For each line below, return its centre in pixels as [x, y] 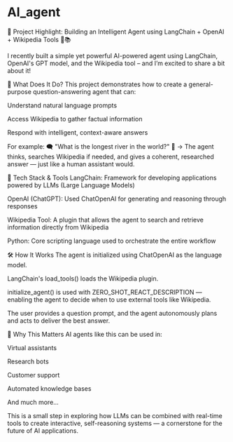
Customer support [34, 375]
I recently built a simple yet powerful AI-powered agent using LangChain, [113, 55]
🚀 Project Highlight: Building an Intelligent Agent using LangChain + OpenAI [116, 32]
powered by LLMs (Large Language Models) [71, 185]
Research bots [28, 361]
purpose [19, 91]
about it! [19, 70]
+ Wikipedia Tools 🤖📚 [39, 39]
